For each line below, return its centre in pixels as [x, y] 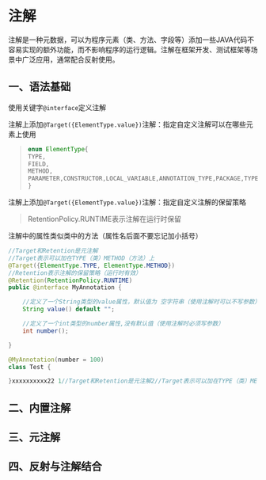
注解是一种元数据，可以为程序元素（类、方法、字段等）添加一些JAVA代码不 [131, 40]
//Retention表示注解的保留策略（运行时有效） [75, 273]
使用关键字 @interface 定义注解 [57, 107]
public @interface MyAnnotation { [65, 288]
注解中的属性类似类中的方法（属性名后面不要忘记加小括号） [105, 236]
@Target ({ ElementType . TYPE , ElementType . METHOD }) [92, 265]
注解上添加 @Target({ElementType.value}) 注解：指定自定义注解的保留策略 [127, 202]
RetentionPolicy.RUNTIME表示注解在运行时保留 [104, 219]
